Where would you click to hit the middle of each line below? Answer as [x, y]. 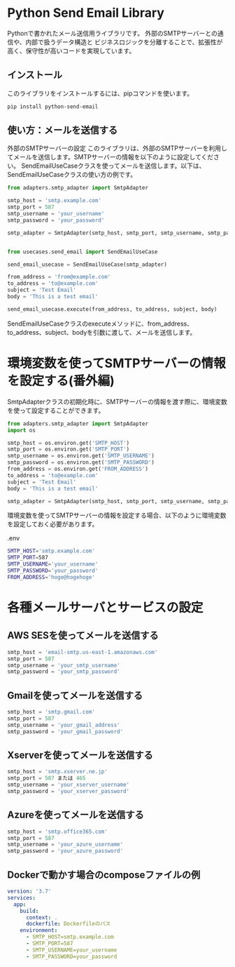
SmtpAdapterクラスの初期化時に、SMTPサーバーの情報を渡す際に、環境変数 [117, 401]
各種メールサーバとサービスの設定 [105, 607]
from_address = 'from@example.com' [59, 277]
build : [29, 911]
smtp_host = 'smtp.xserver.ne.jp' [58, 772]
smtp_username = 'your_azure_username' [65, 845]
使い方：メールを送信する [62, 130]
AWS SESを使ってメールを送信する [83, 635]
